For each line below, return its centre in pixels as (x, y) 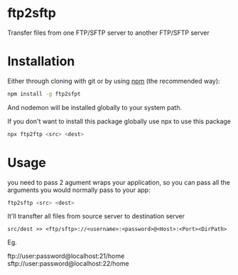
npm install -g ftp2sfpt (44, 94)
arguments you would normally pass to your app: (79, 190)
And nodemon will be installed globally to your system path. (95, 107)
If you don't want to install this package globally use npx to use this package (119, 121)
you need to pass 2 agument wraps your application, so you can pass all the (119, 182)
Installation (41, 61)
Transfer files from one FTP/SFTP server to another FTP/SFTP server (108, 33)
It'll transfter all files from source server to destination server (96, 216)
